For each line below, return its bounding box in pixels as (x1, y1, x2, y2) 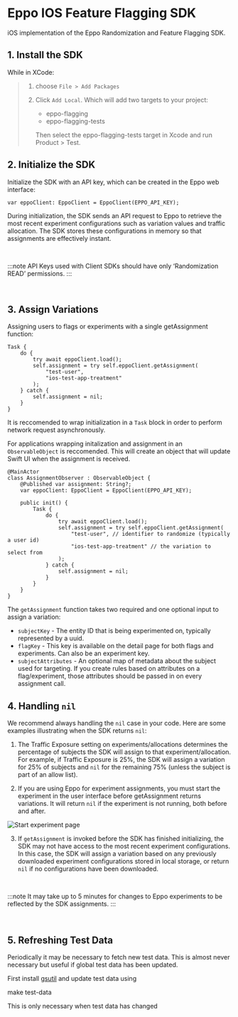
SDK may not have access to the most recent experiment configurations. (17, 842, 231, 851)
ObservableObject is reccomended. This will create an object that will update (7, 447, 231, 456)
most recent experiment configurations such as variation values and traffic (7, 219, 226, 227)
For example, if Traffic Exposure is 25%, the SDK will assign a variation (17, 755, 225, 764)
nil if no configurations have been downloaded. (17, 865, 158, 873)
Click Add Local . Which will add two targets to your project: (35, 95, 208, 104)
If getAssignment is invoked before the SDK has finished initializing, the (17, 834, 225, 843)
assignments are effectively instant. (7, 234, 112, 242)
